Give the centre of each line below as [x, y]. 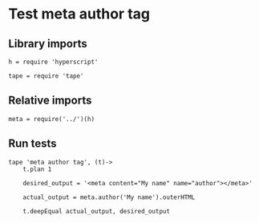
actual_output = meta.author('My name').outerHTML [109, 197]
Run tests [32, 144]
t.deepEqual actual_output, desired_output [97, 211]
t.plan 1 [37, 169]
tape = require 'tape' [46, 76]
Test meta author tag [79, 14]
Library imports [48, 44]
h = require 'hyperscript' [53, 62]
